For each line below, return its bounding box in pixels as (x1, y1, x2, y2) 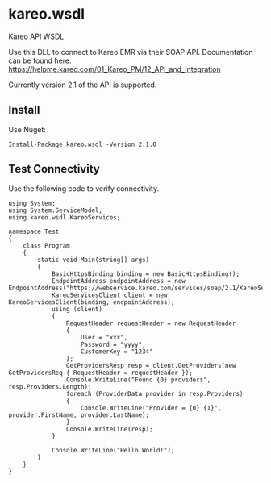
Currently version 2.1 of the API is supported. (8, 80, 157, 90)
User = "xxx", (80, 333, 128, 341)
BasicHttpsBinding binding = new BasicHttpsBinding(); (51, 269, 240, 278)
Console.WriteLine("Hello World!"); (51, 446, 175, 454)
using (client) (51, 305, 103, 313)
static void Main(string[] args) (37, 256, 150, 264)
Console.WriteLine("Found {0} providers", (65, 376, 211, 384)
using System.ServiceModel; (8, 206, 103, 214)
